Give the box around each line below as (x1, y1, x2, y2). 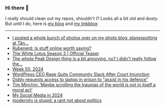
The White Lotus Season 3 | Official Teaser (12, 51, 99, 56)
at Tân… (12, 40, 29, 46)
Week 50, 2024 (12, 66, 44, 72)
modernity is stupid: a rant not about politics (12, 98, 102, 104)
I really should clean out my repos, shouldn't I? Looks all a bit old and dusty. (5, 16, 159, 22)
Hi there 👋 (5, 4, 29, 11)
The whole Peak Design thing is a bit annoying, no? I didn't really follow (12, 56, 157, 62)
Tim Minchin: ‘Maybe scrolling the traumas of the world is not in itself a (12, 82, 156, 88)
